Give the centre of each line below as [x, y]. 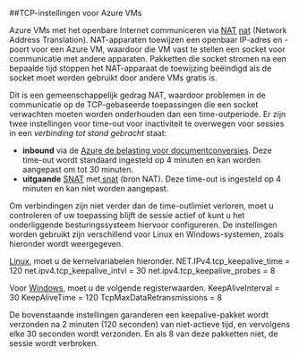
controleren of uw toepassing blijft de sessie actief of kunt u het [127, 215]
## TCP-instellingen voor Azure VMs [76, 13]
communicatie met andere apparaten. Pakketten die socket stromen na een [148, 59]
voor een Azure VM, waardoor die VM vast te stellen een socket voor [158, 49]
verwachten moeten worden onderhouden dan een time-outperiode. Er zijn [148, 114]
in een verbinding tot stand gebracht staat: [88, 133]
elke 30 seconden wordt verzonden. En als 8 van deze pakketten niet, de [144, 334]
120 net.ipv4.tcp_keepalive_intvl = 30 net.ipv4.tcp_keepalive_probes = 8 [142, 271]
